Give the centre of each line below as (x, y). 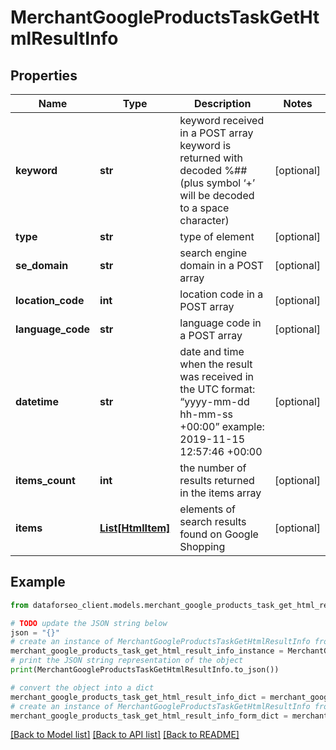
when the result (216, 364)
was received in (216, 376)
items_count (45, 480)
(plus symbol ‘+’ (217, 183)
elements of (207, 509)
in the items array (220, 493)
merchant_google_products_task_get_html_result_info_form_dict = (149, 716)
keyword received (222, 120)
